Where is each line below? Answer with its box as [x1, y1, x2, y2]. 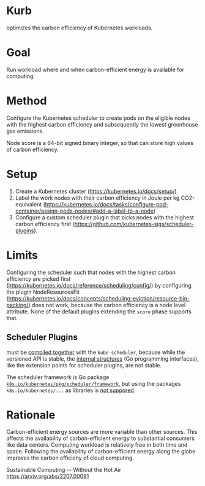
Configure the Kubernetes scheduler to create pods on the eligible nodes [6, 114, 191, 122]
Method [6, 94, 47, 108]
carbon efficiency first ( [15, 220, 75, 227]
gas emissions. [6, 127, 44, 135]
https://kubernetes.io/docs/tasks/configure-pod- [45, 200, 169, 208]
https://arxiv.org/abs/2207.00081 [6, 472, 89, 480]
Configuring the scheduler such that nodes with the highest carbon [6, 268, 176, 276]
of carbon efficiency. [6, 146, 59, 153]
